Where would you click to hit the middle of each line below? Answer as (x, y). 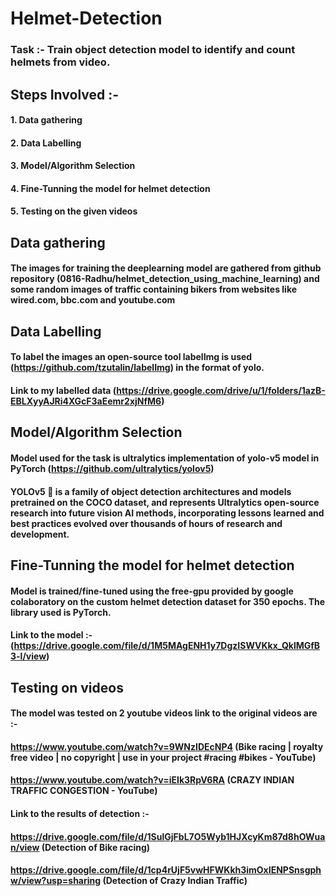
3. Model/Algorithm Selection (73, 166)
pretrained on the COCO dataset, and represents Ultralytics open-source (165, 502)
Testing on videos (67, 687)
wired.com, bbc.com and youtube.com (93, 300)
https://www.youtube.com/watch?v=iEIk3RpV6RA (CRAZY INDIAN (152, 780)
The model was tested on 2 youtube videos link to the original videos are (164, 713)
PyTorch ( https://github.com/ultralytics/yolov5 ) (112, 469)
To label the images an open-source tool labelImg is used (131, 357)
